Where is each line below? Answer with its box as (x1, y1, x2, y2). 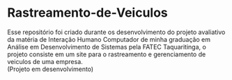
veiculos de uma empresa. (7, 57, 84, 65)
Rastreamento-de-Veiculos (7, 5, 169, 21)
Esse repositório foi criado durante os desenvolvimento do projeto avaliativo (7, 28, 226, 36)
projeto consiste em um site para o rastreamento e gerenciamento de (7, 50, 206, 58)
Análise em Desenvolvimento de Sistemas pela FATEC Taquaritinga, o (7, 42, 207, 51)
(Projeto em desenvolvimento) (7, 65, 94, 73)
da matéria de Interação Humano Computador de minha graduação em (7, 35, 211, 43)
